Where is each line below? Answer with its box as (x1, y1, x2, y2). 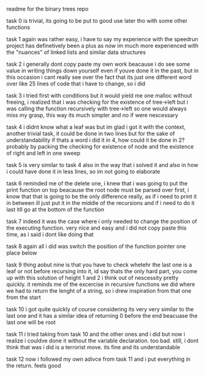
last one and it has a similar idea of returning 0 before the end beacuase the (6, 312, 198, 319)
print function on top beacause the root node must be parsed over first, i (6, 187, 189, 193)
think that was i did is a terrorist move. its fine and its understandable (6, 344, 181, 350)
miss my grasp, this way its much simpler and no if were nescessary (6, 112, 179, 118)
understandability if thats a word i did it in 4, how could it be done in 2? (6, 136, 185, 144)
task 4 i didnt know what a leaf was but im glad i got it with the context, (6, 123, 186, 131)
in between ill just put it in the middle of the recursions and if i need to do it (6, 199, 195, 206)
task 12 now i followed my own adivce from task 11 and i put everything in (6, 355, 191, 363)
